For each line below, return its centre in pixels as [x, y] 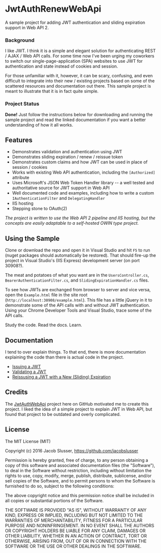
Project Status [22, 104]
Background [20, 40]
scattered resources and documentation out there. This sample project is [78, 86]
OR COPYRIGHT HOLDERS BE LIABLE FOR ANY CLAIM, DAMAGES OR [75, 531]
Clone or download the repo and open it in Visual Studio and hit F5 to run [78, 250]
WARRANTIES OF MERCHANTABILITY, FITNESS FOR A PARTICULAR [74, 520]
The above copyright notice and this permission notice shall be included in [80, 495]
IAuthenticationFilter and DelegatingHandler [59, 198]
